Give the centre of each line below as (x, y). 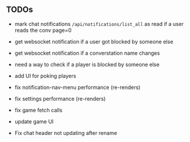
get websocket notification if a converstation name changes (87, 53)
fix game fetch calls (39, 110)
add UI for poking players (45, 75)
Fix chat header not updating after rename (66, 133)
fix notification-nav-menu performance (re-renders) (77, 87)
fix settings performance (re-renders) (60, 98)
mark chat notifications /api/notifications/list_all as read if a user (99, 24)
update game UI (34, 121)
